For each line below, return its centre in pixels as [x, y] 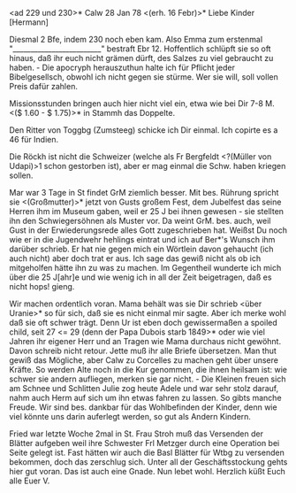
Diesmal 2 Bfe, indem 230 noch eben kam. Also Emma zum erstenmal [136, 39]
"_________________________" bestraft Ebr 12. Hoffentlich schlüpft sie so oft [140, 49]
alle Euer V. [30, 481]
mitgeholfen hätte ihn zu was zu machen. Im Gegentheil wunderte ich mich [145, 268]
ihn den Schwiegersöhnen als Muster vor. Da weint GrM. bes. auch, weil [140, 221]
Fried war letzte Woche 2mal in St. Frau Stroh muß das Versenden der [136, 434]
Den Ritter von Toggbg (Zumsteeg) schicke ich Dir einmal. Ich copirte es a [144, 130]
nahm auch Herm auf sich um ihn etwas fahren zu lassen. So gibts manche [145, 398]
